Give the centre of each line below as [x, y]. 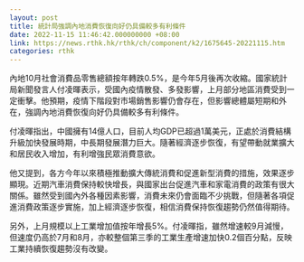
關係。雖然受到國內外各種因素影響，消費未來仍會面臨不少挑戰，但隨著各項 [148, 196]
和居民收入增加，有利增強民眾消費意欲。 [85, 154]
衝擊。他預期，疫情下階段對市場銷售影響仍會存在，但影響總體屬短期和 [147, 101]
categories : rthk [42, 51]
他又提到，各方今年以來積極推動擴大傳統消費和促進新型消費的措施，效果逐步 [152, 173]
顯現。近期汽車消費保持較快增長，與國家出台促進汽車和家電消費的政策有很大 [152, 184]
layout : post [34, 18]
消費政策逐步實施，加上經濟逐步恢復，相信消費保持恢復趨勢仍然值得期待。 [156, 207]
